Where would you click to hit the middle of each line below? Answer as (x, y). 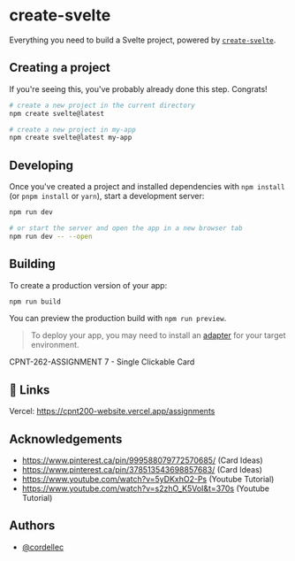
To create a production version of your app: (88, 285)
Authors (32, 526)
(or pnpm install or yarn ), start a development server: (107, 196)
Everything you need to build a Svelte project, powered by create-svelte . (143, 40)
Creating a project (60, 68)
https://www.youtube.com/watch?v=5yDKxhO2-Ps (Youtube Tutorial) (148, 479)
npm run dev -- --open (51, 236)
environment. (55, 345)
